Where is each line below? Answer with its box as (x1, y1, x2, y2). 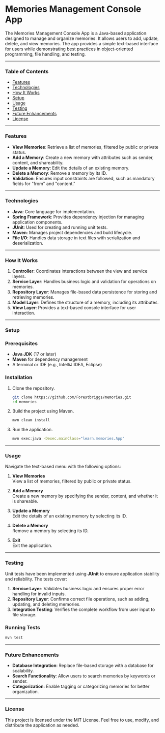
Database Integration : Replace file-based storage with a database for (12, 663, 154, 669)
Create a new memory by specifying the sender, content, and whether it (12, 493, 158, 499)
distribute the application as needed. (5, 722, 80, 728)
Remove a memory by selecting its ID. (12, 528, 89, 534)
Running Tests (5, 624, 40, 631)
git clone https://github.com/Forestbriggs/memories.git (12, 395, 132, 400)
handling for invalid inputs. (12, 591, 66, 597)
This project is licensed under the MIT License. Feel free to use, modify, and (5, 717, 159, 723)
